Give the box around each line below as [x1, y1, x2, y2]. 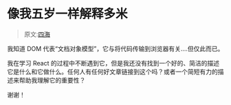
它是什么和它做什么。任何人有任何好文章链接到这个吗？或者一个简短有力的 [7, 67, 218, 76]
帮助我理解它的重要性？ [19, 76, 86, 84]
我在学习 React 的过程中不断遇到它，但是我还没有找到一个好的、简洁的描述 [7, 59, 220, 67]
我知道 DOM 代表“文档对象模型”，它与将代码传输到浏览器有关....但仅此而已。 [7, 44, 224, 52]
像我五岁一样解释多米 [7, 6, 129, 22]
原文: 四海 [23, 30, 50, 38]
